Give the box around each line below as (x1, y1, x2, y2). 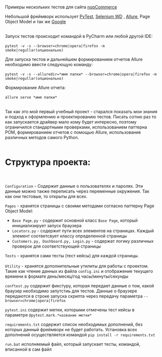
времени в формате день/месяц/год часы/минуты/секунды (5, 273, 129, 279)
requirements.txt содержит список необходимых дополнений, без (5, 321, 143, 327)
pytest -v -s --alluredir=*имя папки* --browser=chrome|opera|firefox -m (5, 72, 157, 77)
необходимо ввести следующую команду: (5, 62, 93, 67)
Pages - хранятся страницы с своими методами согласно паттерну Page (5, 203, 155, 209)
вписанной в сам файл (5, 346, 52, 352)
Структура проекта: (5, 157, 91, 168)
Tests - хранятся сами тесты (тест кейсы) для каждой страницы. (5, 252, 139, 258)
